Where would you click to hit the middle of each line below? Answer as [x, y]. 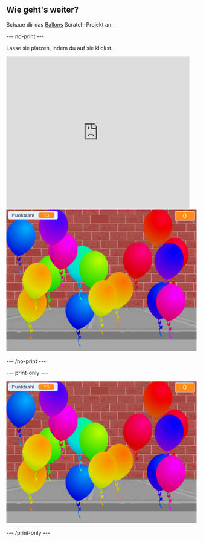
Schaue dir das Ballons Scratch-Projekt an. [60, 24]
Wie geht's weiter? [43, 10]
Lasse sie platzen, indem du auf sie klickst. [60, 48]
